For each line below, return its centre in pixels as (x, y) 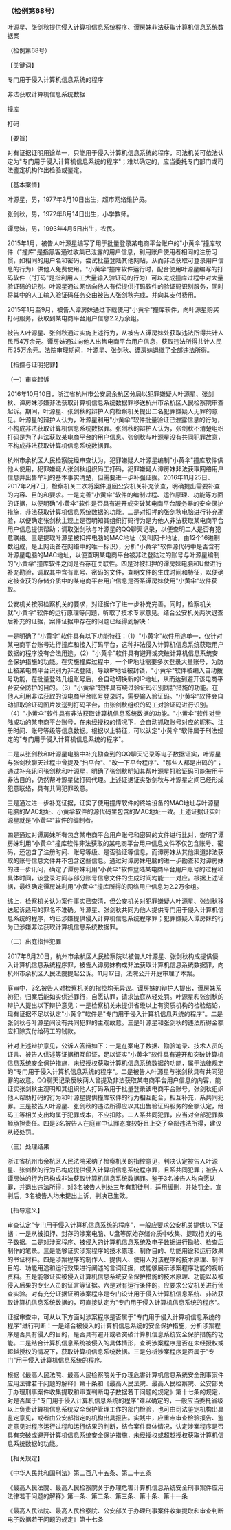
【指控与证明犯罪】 (34, 365)
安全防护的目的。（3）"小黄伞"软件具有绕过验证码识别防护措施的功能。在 (115, 688)
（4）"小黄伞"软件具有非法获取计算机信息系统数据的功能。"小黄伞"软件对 (111, 714)
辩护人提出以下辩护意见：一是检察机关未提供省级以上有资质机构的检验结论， (115, 1005)
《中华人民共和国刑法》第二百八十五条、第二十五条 (79, 1473)
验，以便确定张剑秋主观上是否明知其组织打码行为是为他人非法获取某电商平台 (115, 521)
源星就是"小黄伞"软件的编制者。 (52, 820)
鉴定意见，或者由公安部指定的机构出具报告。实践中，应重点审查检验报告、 (112, 1418)
